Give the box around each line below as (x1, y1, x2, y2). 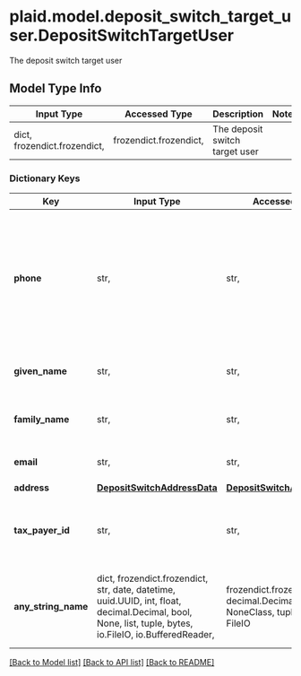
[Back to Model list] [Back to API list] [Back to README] (9, 657, 215, 668)
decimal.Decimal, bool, (97, 606, 193, 619)
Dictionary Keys (9, 172, 81, 185)
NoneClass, (226, 606, 275, 619)
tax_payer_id (13, 524, 70, 537)
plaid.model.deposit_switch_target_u (9, 6, 292, 27)
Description (212, 108, 264, 120)
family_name (13, 413, 70, 426)
